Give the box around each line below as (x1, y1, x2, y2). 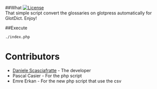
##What (5, 5, 22, 10)
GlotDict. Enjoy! (5, 15, 37, 21)
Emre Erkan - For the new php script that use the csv (12, 78, 121, 84)
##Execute (5, 25, 27, 31)
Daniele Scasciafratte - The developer (12, 67, 91, 73)
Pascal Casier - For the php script (12, 73, 82, 79)
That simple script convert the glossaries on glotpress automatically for (5, 10, 152, 16)
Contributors (5, 51, 60, 62)
